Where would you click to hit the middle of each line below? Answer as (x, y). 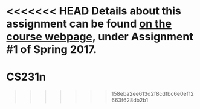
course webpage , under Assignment (100, 37)
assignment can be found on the (89, 24)
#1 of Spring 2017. (52, 50)
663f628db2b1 (130, 100)
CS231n (26, 77)
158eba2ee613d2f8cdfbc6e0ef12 (153, 94)
